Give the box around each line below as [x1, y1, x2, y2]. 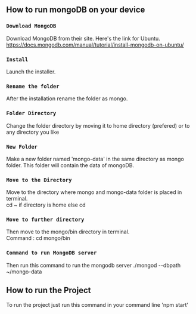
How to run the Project [6, 285, 91, 295]
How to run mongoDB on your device [6, 5, 145, 15]
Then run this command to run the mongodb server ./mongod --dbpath [6, 261, 181, 269]
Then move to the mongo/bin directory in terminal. [6, 228, 130, 235]
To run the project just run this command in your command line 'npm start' [6, 301, 189, 308]
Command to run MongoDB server [6, 250, 97, 256]
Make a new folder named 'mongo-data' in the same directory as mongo [6, 155, 185, 162]
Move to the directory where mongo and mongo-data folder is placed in [6, 189, 182, 196]
